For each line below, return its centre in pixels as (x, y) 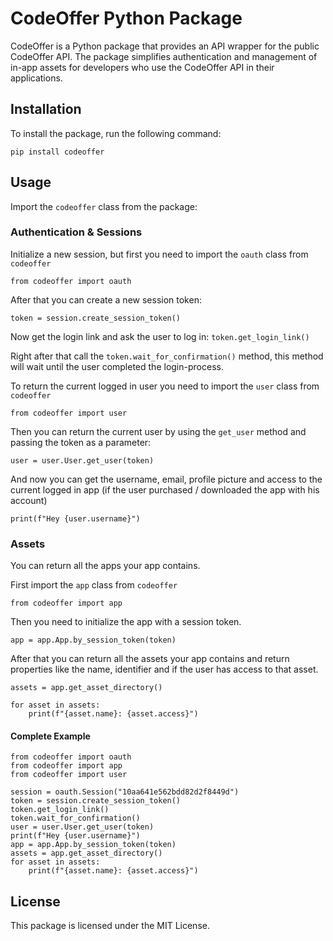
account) (29, 500)
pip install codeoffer (57, 152)
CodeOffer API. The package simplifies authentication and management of (164, 56)
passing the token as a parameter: (81, 442)
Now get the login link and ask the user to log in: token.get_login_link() (160, 336)
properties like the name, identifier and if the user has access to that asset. (164, 669)
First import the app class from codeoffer (94, 585)
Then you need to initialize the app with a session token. (126, 622)
